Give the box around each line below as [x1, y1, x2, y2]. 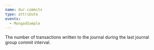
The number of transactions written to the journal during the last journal [5, 34, 149, 40]
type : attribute [5, 12, 38, 17]
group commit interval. [5, 40, 51, 46]
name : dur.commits [5, 7, 43, 12]
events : [5, 16, 21, 21]
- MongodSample [9, 21, 41, 26]
